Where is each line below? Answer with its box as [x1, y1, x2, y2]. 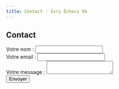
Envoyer [9, 76, 27, 82]
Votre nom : [6, 46, 34, 53]
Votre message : [6, 69, 45, 76]
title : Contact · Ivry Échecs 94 [6, 8, 87, 15]
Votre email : [6, 54, 37, 60]
